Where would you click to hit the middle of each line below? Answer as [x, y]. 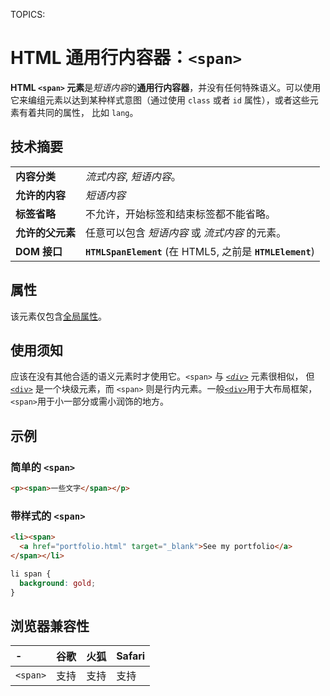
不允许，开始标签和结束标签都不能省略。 [181, 214]
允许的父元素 [46, 232]
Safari [131, 656]
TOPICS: [28, 14]
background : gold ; [58, 583]
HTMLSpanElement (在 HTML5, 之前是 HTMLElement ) [200, 251]
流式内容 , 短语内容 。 [133, 176]
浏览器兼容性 [50, 625]
